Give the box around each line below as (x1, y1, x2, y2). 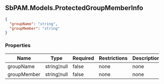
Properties (5, 42, 31, 49)
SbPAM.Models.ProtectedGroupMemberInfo (5, 4, 143, 12)
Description (132, 55, 160, 62)
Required (72, 55, 94, 62)
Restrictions (99, 55, 128, 62)
